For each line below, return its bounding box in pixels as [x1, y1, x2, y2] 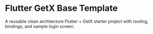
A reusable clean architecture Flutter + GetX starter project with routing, [5, 18, 149, 24]
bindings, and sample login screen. [5, 23, 75, 29]
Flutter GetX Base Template [5, 3, 118, 14]
